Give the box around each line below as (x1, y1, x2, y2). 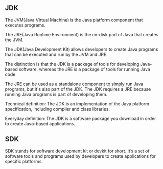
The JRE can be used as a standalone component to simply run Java (5, 81, 143, 87)
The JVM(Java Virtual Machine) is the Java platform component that (5, 17, 143, 23)
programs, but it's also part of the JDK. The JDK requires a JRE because (5, 86, 151, 92)
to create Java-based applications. (5, 121, 75, 126)
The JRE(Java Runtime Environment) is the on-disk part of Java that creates (5, 31, 159, 37)
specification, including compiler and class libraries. (5, 106, 110, 112)
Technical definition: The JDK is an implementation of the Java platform (5, 100, 149, 107)
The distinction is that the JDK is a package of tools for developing (5, 61, 140, 67)
